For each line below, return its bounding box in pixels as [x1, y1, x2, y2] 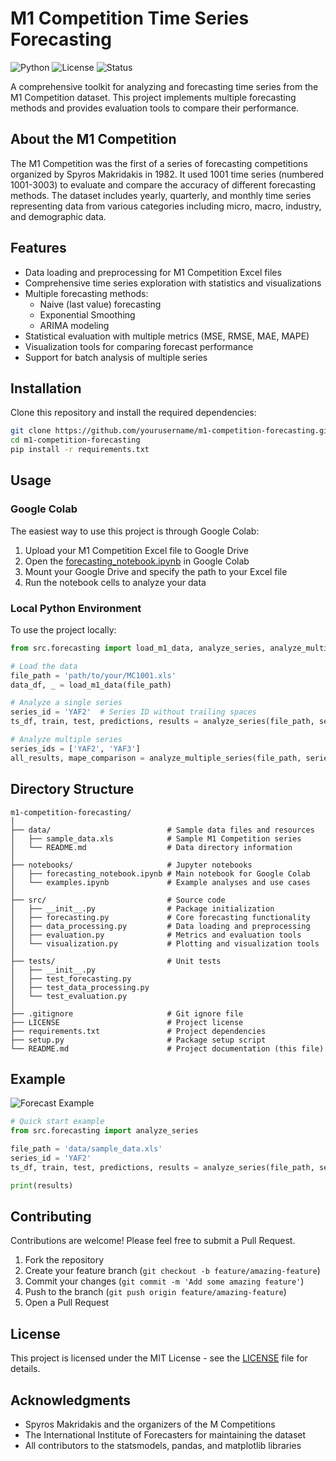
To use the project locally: [10, 623, 117, 636]
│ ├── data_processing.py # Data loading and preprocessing [10, 921, 311, 931]
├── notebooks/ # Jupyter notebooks [10, 860, 253, 870]
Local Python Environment [10, 601, 142, 615]
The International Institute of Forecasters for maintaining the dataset [24, 1429, 307, 1441]
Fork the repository [24, 1254, 105, 1266]
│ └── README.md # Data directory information [10, 842, 293, 852]
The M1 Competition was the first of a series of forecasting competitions [10, 157, 308, 169]
